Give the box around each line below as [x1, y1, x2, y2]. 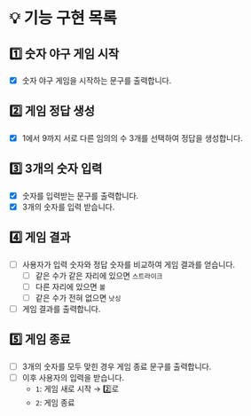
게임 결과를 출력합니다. [21, 303, 101, 314]
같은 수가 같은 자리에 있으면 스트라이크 [35, 270, 163, 280]
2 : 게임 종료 [35, 396, 75, 408]
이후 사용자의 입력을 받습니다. [21, 372, 125, 382]
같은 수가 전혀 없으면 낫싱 [35, 292, 122, 302]
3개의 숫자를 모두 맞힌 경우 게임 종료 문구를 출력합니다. [21, 361, 212, 372]
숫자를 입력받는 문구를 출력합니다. [21, 190, 139, 200]
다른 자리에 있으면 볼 [35, 281, 106, 292]
